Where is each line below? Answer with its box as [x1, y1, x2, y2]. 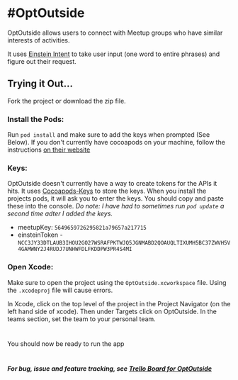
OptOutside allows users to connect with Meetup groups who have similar [7, 28, 223, 37]
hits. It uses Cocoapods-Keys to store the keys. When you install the [7, 186, 207, 196]
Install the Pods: [7, 114, 64, 124]
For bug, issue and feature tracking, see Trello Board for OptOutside [7, 364, 212, 373]
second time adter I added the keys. [7, 209, 113, 218]
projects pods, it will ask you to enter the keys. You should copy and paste [7, 194, 225, 203]
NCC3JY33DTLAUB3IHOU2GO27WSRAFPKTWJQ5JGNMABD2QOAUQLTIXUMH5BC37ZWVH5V [17, 240, 231, 247]
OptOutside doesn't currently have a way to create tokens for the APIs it [7, 179, 217, 188]
